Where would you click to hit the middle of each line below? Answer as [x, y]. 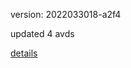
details [24, 53]
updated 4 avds [42, 33]
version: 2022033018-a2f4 [66, 14]
